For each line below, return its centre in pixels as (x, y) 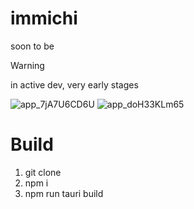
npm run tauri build (64, 193)
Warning (27, 65)
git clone (43, 172)
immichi (44, 18)
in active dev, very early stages (74, 84)
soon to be (32, 46)
